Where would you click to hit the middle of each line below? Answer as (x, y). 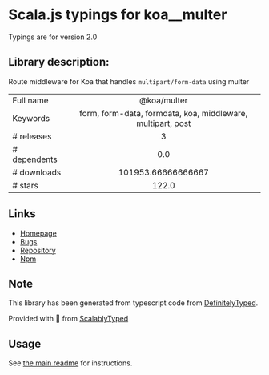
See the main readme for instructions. (70, 363)
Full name (31, 100)
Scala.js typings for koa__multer (118, 15)
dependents (35, 159)
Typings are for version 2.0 (53, 37)
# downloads (37, 172)
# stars (25, 185)
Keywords (31, 118)
